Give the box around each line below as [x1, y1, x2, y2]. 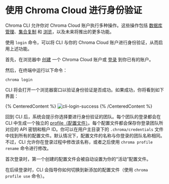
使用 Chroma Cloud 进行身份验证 [5, 5, 143, 16]
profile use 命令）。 [5, 173, 47, 179]
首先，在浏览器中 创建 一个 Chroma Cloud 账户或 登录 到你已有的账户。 [5, 56, 154, 62]
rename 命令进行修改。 [5, 145, 52, 151]
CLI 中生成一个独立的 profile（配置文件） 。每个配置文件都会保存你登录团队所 [5, 120, 163, 126]
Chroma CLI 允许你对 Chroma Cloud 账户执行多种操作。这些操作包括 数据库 [5, 22, 163, 28]
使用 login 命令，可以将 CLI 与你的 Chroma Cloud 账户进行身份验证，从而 [5, 39, 159, 45]
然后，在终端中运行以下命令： [5, 67, 67, 73]
